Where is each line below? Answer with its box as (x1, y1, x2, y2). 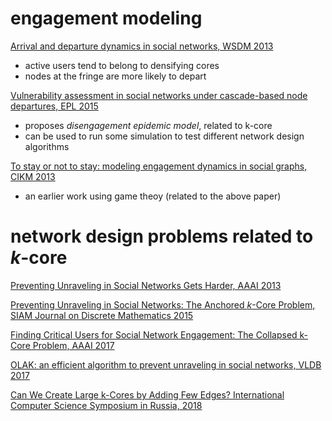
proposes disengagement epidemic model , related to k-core (24, 119, 273, 131)
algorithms (24, 140, 70, 152)
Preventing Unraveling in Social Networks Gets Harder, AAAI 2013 (10, 279, 282, 291)
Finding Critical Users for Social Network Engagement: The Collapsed (10, 328, 298, 341)
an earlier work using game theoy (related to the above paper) (24, 190, 282, 202)
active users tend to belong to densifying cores (24, 59, 220, 71)
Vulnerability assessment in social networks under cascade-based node (10, 89, 308, 101)
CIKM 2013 (10, 170, 56, 182)
